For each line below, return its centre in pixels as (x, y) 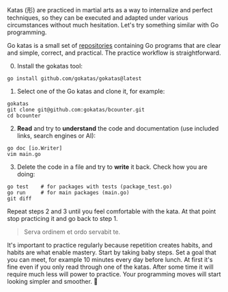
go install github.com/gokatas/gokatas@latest (74, 79)
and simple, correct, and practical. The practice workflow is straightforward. (114, 53)
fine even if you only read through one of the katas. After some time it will (110, 267)
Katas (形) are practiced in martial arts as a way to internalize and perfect (110, 10)
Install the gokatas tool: (50, 66)
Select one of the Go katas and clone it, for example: (91, 91)
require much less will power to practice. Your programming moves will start (114, 274)
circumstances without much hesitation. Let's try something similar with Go (113, 25)
